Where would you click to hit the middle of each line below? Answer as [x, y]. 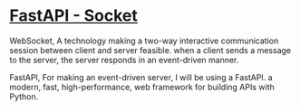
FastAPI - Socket [73, 16]
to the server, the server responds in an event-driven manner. [124, 60]
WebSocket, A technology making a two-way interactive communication [144, 41]
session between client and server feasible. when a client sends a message [150, 50]
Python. [24, 97]
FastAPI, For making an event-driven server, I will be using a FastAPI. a [141, 77]
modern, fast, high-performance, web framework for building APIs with [142, 87]
